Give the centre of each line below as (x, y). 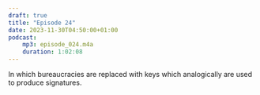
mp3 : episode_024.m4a (58, 45)
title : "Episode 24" (42, 23)
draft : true (28, 15)
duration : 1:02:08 (53, 52)
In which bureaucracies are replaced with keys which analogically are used (130, 74)
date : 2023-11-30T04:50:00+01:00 (63, 30)
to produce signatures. (45, 82)
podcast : (23, 37)
